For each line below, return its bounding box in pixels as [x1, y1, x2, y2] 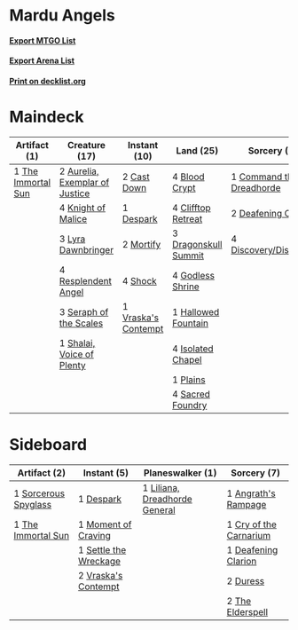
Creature [67, 138, 106, 151]
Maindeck [9, 107, 84, 127]
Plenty [59, 358, 86, 371]
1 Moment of [78, 518, 132, 531]
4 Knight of [59, 201, 106, 214]
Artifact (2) [17, 467, 67, 479]
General [142, 503, 176, 516]
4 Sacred [172, 388, 211, 400]
